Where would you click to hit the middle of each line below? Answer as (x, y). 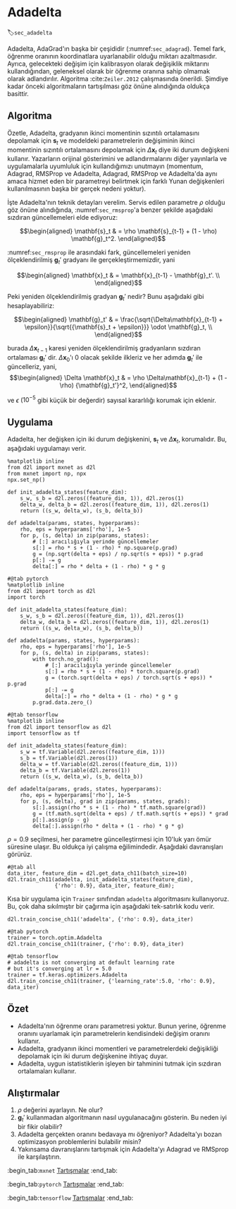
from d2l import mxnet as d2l (52, 467)
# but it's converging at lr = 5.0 (60, 969)
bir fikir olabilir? (40, 1127)
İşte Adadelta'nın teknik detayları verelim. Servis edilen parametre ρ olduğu (116, 203)
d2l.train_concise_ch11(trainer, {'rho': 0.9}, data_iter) (96, 944)
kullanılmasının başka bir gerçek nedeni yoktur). (77, 189)
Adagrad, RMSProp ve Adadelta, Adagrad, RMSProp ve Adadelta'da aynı (112, 174)
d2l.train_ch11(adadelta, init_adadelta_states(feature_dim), (100, 879)
